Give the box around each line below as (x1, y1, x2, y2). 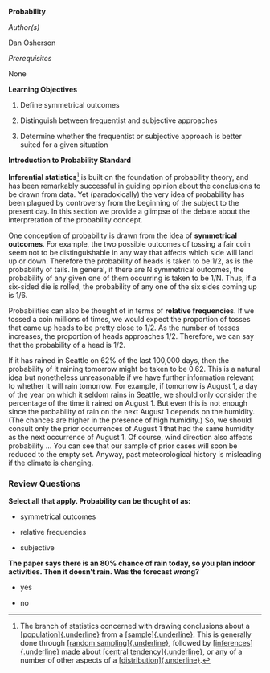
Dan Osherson (8, 38, 56, 47)
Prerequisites (8, 54, 52, 63)
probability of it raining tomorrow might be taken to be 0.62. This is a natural (8, 364, 260, 373)
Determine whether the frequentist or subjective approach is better (19, 132, 243, 141)
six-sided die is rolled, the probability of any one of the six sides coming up (8, 281, 257, 292)
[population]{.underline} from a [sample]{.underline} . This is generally (19, 630, 252, 639)
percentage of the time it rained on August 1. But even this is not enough (8, 398, 247, 408)
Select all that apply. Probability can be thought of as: (8, 496, 191, 505)
